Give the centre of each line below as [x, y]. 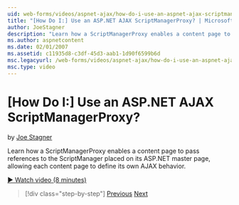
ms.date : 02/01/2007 [38, 47]
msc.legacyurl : [30, 61]
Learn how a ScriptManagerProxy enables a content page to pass [103, 151]
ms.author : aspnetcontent [46, 41]
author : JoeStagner [36, 27]
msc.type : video [31, 67]
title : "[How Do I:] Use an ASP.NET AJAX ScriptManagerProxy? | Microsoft [121, 21]
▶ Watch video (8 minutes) [47, 179]
